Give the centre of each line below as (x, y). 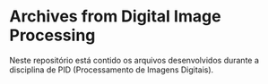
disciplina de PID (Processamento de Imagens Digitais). (112, 70)
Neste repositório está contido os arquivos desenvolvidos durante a (134, 60)
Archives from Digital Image (115, 17)
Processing (52, 35)
